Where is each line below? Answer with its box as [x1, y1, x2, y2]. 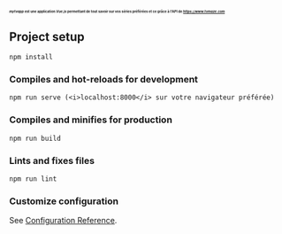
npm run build [9, 134, 62, 143]
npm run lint [9, 174, 57, 183]
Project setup [9, 29, 86, 44]
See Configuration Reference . [9, 215, 118, 226]
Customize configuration [9, 195, 119, 207]
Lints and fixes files [9, 154, 95, 167]
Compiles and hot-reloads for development [9, 73, 199, 85]
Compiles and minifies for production [9, 113, 172, 126]
